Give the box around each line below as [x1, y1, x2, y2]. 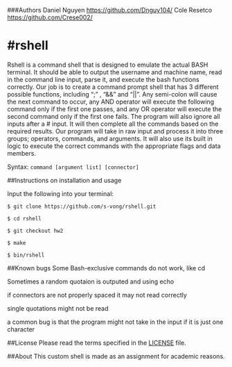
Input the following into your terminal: [7, 189, 114, 197]
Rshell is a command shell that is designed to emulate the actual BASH [7, 60, 208, 69]
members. [7, 149, 37, 157]
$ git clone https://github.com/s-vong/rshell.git [7, 203, 157, 210]
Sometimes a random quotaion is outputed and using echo [7, 277, 175, 286]
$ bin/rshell [7, 252, 45, 259]
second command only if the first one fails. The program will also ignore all [7, 112, 220, 120]
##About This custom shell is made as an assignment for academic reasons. [7, 352, 225, 360]
